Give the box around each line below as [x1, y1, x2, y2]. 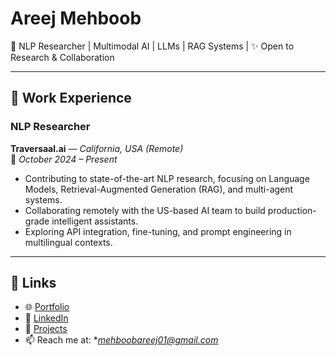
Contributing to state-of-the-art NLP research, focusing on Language [24, 172, 310, 184]
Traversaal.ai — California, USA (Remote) [10, 142, 184, 154]
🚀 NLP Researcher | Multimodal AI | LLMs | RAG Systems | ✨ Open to [10, 40, 295, 52]
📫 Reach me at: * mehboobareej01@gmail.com [24, 334, 219, 346]
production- [267, 204, 317, 216]
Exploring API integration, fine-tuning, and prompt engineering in [24, 225, 292, 237]
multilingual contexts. [24, 236, 113, 248]
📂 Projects [24, 323, 68, 335]
